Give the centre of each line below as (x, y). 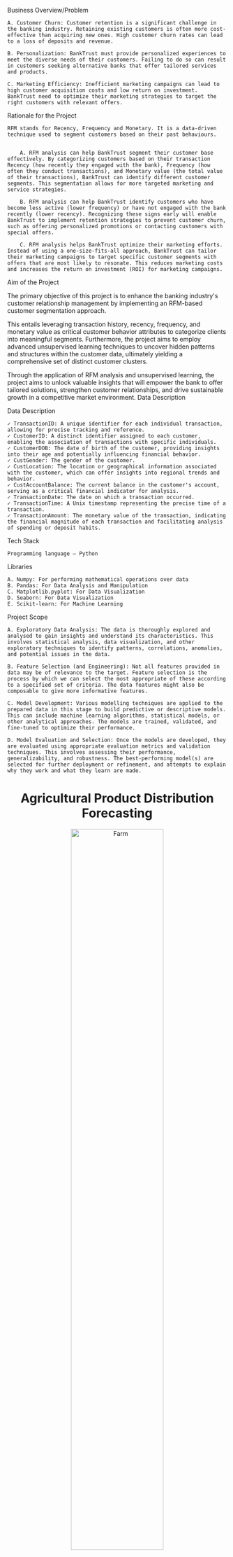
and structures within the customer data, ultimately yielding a (95, 354)
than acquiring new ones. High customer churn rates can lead (130, 35)
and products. (28, 72)
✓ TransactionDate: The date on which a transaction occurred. (101, 497)
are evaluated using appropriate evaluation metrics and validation (109, 746)
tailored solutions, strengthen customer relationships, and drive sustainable (115, 390)
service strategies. (37, 190)
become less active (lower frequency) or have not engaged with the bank (117, 208)
